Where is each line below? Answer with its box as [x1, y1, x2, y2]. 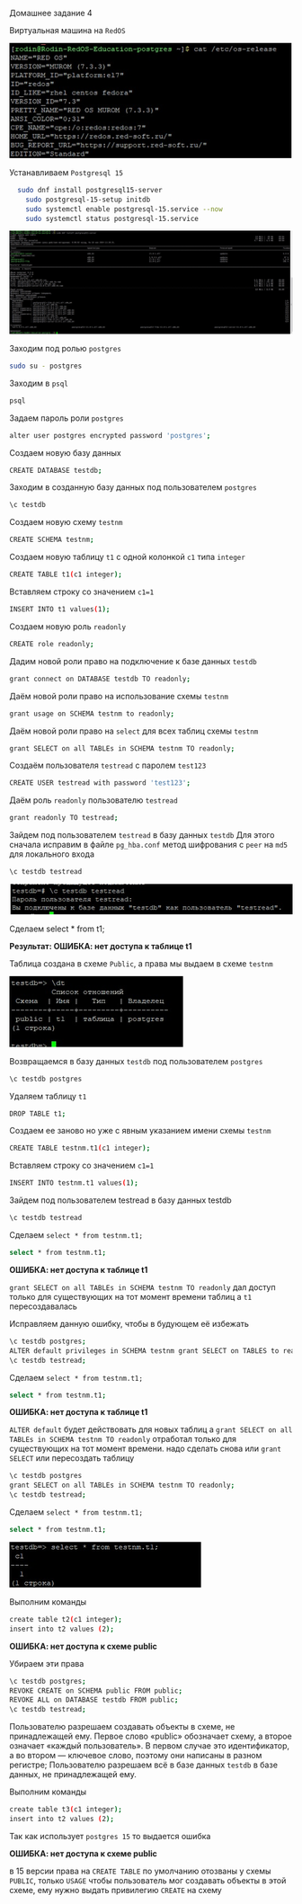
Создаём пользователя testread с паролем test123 [9, 760, 207, 771]
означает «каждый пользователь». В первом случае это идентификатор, [9, 1740, 290, 1751]
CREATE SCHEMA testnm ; [9, 535, 94, 545]
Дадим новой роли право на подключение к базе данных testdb [9, 655, 258, 666]
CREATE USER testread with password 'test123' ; [9, 779, 191, 787]
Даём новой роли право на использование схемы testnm [9, 690, 229, 701]
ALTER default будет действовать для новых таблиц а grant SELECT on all [9, 1424, 293, 1435]
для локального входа [9, 849, 95, 859]
